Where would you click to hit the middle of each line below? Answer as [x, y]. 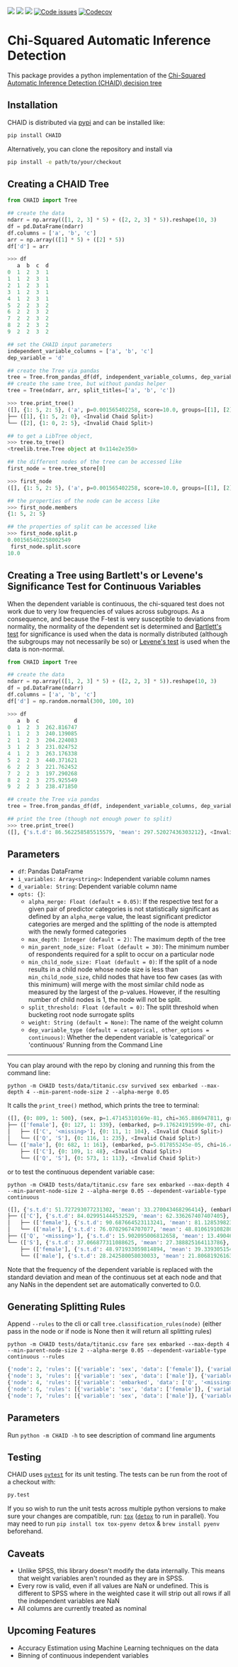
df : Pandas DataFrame [50, 871]
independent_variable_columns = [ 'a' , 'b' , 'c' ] [80, 351]
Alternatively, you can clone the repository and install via [90, 149]
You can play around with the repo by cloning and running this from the [111, 1065]
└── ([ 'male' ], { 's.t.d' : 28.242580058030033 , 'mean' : [103, 1256]
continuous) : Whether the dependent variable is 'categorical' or [121, 1037]
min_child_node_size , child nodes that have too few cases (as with [125, 977]
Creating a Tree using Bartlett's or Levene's [105, 576]
